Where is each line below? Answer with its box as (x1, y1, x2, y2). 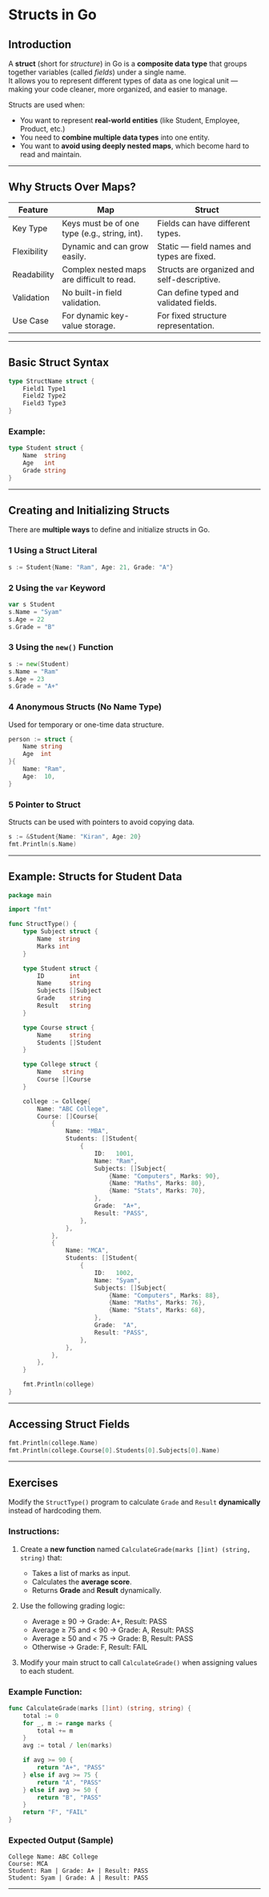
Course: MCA (8, 1860, 48, 1868)
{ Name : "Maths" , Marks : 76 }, (108, 1298, 206, 1307)
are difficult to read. (62, 274, 136, 285)
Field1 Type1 (22, 384, 66, 392)
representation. (157, 319, 215, 331)
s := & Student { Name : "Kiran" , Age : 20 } (8, 832, 142, 840)
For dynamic (62, 310, 110, 321)
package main (8, 891, 52, 900)
